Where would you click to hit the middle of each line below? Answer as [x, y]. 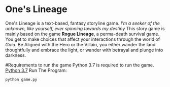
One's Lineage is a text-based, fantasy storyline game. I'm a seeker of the [82, 23]
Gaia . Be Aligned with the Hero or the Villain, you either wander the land [80, 44]
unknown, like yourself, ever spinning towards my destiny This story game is [85, 28]
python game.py [21, 79]
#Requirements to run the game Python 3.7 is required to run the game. [80, 65]
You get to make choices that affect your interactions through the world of [83, 39]
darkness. [16, 55]
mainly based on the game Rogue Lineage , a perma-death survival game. [82, 34]
